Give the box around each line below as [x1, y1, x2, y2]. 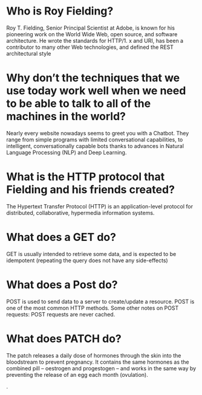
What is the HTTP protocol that [6, 170, 165, 184]
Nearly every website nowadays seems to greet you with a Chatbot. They [6, 129, 189, 136]
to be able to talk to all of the [6, 97, 151, 111]
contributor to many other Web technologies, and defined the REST [6, 43, 174, 51]
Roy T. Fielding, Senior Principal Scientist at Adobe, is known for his [6, 24, 175, 31]
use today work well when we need [6, 84, 186, 98]
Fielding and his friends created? [6, 183, 175, 197]
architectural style [6, 50, 51, 57]
